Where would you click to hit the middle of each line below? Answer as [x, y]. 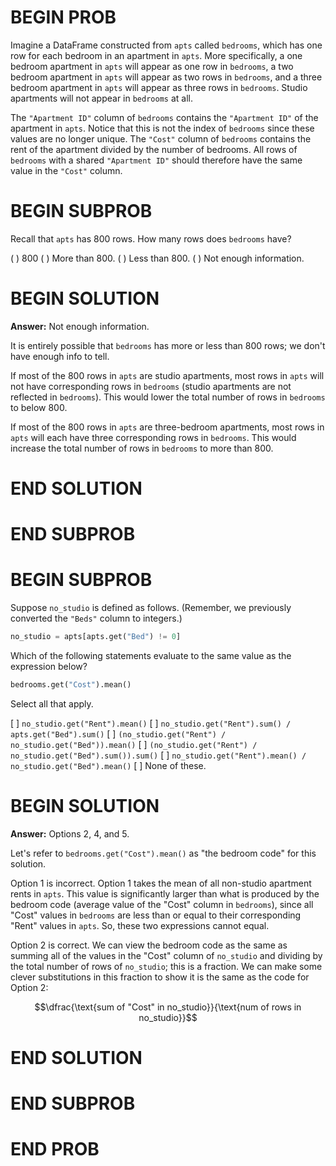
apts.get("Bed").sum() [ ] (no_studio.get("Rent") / [118, 733]
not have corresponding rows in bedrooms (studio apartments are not [151, 386]
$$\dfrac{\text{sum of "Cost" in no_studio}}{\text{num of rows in [168, 1007]
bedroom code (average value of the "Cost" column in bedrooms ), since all [162, 904]
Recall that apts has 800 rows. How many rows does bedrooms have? [151, 238]
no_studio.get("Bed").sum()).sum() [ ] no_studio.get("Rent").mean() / [158, 755]
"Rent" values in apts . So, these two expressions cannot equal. [140, 925]
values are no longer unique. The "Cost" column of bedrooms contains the [161, 138]
